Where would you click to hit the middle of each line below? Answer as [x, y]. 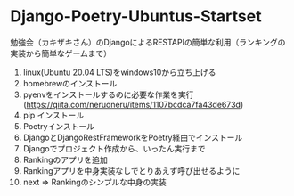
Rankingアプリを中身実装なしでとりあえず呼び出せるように [131, 170]
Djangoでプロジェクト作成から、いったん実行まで [114, 148]
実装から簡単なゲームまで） [61, 53]
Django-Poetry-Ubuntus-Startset [136, 16]
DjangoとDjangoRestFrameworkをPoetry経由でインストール [133, 137]
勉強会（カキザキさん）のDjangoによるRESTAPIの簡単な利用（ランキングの [148, 42]
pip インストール [53, 115]
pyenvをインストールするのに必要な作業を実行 [108, 94]
